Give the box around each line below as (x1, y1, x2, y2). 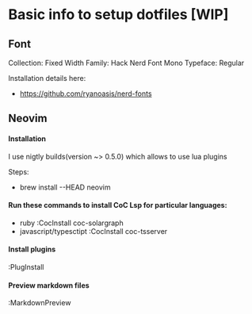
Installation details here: (8, 74, 86, 82)
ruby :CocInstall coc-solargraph (19, 218, 124, 228)
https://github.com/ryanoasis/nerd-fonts (19, 89, 152, 98)
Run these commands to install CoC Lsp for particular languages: (8, 201, 227, 210)
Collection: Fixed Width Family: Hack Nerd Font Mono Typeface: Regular (8, 58, 245, 67)
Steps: (8, 167, 29, 176)
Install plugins (8, 244, 56, 255)
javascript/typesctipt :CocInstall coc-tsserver (19, 226, 168, 235)
